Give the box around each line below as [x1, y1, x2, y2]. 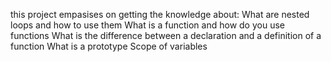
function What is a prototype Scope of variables [10, 40, 208, 52]
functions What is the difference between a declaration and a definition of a [10, 30, 322, 41]
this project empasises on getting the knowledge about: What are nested [10, 9, 310, 20]
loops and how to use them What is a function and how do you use [10, 19, 285, 31]
